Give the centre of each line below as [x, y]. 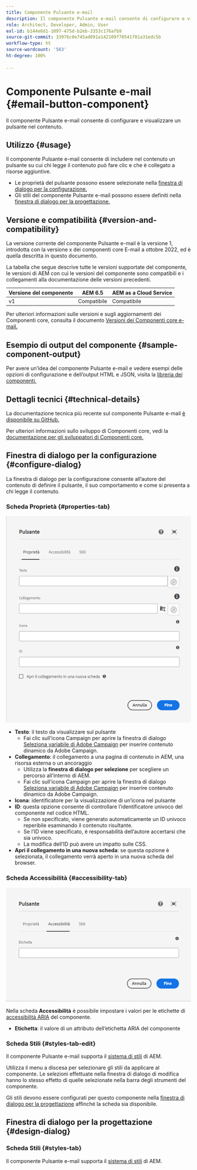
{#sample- [158, 345]
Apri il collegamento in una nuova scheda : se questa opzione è [92, 850]
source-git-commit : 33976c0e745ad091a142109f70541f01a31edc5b [84, 37]
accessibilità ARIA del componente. [49, 1017]
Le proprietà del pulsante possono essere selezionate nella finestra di [98, 183]
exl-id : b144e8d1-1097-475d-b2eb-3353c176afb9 [64, 31]
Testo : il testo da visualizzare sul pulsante [65, 732]
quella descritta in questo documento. [52, 256]
